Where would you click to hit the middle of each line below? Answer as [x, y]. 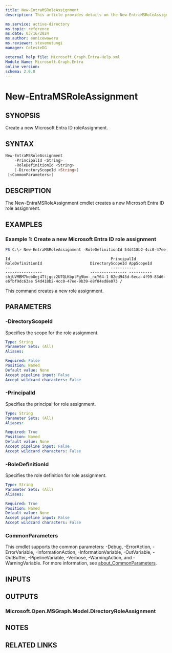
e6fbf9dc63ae [19, 281]
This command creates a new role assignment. [55, 291]
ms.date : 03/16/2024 [27, 34]
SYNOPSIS [23, 115]
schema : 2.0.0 [20, 71]
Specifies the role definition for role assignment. [56, 475]
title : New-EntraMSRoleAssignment [42, 10]
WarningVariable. [24, 563]
